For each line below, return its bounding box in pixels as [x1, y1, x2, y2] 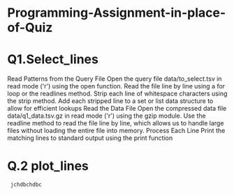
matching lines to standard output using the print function [7, 134, 173, 142]
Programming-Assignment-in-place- [7, 5, 226, 21]
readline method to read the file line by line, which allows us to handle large [7, 119, 224, 127]
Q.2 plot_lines [7, 158, 89, 174]
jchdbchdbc [10, 181, 42, 189]
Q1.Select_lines [7, 52, 99, 68]
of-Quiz [7, 19, 53, 36]
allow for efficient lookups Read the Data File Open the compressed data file [7, 104, 227, 113]
